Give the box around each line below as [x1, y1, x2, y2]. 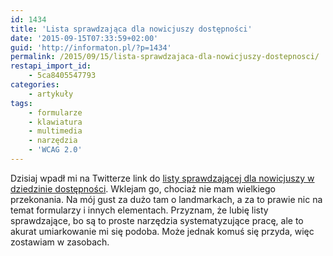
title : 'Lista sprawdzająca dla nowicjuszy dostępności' [10, 24, 253, 34]
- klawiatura [28, 117, 83, 127]
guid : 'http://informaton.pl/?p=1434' [10, 42, 172, 53]
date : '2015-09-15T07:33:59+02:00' [10, 33, 159, 43]
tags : [10, 98, 33, 108]
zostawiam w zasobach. [10, 236, 110, 248]
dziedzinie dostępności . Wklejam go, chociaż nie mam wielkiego [10, 182, 276, 195]
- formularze [28, 107, 83, 118]
